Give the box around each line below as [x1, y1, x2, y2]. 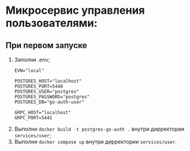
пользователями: [5, 16, 98, 30]
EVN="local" [14, 68, 44, 74]
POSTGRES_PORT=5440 [14, 83, 64, 89]
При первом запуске [5, 40, 88, 50]
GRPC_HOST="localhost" [14, 110, 71, 116]
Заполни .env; [14, 56, 50, 63]
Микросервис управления [5, 4, 145, 17]
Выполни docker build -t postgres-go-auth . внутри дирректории [14, 125, 185, 132]
